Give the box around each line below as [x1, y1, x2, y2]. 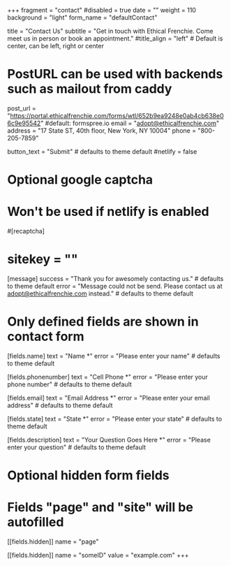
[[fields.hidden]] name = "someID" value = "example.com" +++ [7, 551, 190, 560]
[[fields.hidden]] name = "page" [7, 537, 99, 546]
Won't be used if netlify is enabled [7, 204, 209, 219]
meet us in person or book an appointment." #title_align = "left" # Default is [7, 34, 223, 43]
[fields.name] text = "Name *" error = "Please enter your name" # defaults [7, 351, 221, 360]
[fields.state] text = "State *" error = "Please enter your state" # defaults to [7, 414, 222, 423]
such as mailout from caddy [7, 81, 172, 97]
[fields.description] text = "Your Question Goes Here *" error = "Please [7, 435, 211, 444]
